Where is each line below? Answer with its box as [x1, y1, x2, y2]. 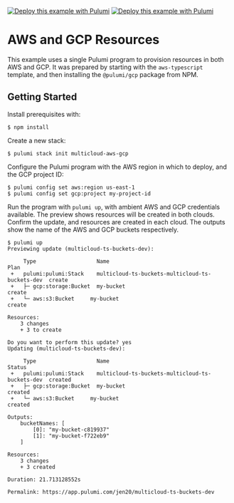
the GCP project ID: [7, 170, 64, 178]
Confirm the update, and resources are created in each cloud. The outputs [7, 217, 225, 226]
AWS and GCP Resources [7, 32, 160, 48]
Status [7, 363, 27, 370]
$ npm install [7, 123, 50, 131]
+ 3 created [20, 463, 55, 470]
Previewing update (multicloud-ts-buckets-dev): [7, 245, 154, 252]
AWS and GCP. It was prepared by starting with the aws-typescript [7, 63, 203, 71]
